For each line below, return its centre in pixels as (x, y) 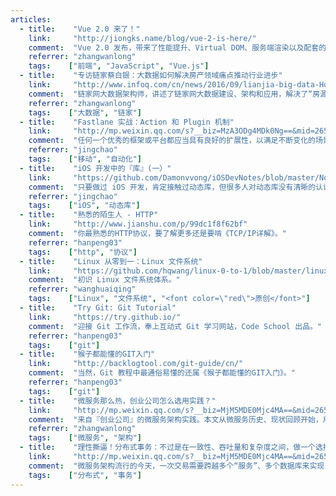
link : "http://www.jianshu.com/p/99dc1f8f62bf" (138, 224)
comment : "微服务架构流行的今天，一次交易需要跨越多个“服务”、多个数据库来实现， (180, 466)
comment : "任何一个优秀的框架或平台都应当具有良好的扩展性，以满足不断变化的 (172, 141)
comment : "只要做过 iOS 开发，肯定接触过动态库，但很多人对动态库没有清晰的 (172, 187)
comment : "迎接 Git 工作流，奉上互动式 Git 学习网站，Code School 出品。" (175, 326)
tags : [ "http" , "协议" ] (83, 252)
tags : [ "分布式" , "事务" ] (85, 475)
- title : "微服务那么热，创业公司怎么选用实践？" (118, 401)
